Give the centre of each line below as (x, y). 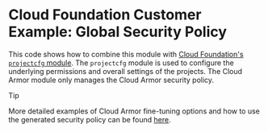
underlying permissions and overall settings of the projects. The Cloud (126, 71)
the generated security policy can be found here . (90, 119)
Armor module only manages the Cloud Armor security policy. (111, 80)
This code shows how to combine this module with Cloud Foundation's (126, 54)
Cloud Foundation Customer (105, 15)
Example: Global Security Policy (118, 32)
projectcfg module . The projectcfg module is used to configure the (121, 63)
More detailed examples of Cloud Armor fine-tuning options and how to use (134, 111)
